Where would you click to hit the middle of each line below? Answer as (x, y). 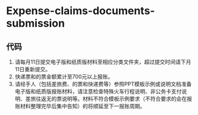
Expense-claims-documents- (81, 11)
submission (36, 23)
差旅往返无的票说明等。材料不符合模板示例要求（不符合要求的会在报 (109, 99)
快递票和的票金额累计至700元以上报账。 (64, 77)
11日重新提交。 (33, 69)
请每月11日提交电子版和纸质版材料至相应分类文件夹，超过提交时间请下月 (103, 62)
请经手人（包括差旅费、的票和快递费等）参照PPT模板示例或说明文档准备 (103, 84)
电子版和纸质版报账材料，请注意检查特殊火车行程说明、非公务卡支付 (98, 91)
